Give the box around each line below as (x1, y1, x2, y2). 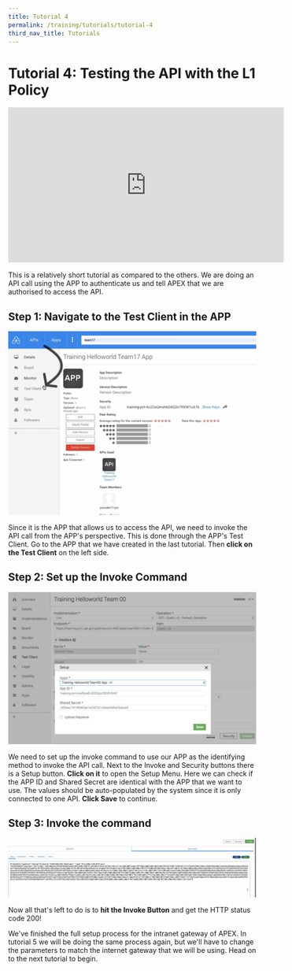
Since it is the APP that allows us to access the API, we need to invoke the (8, 522, 248, 532)
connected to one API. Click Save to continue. (8, 794, 158, 803)
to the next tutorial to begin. (8, 954, 98, 963)
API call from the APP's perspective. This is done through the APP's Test (8, 531, 244, 540)
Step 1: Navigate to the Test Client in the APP (8, 309, 231, 323)
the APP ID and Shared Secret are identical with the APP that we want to (8, 776, 242, 787)
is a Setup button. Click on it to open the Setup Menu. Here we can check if (8, 769, 253, 778)
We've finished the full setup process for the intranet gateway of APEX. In (8, 928, 246, 938)
